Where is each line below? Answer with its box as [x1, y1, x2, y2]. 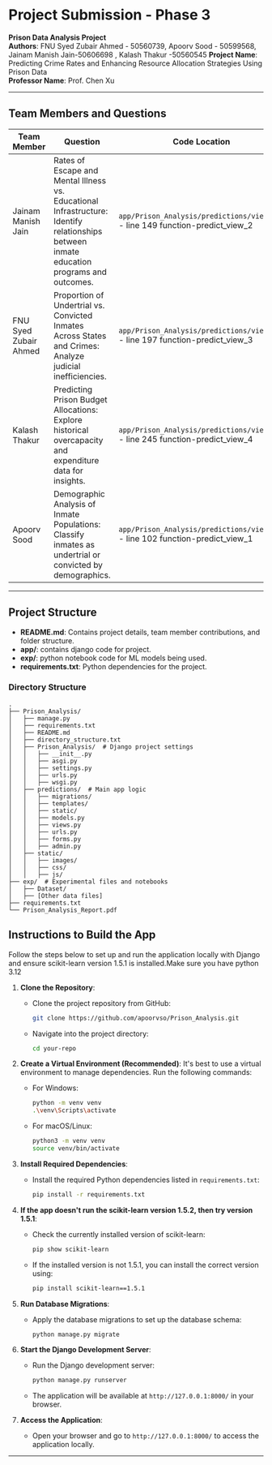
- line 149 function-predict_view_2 [118, 219, 253, 230]
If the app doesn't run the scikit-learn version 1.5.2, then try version [19, 1205, 253, 1214]
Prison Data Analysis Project [8, 32, 107, 42]
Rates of [53, 154, 86, 165]
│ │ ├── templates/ [8, 799, 89, 808]
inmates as [53, 539, 96, 550]
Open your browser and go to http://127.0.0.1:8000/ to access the [32, 1431, 260, 1441]
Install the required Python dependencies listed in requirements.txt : [32, 1175, 260, 1184]
